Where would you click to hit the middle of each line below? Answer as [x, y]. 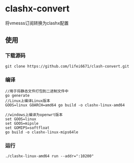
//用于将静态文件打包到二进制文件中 [37, 91]
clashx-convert [37, 9]
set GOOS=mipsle [22, 123]
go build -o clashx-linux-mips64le [42, 132]
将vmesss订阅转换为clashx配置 [37, 23]
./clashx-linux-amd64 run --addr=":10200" [49, 156]
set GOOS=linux [21, 119]
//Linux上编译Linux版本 [28, 101]
